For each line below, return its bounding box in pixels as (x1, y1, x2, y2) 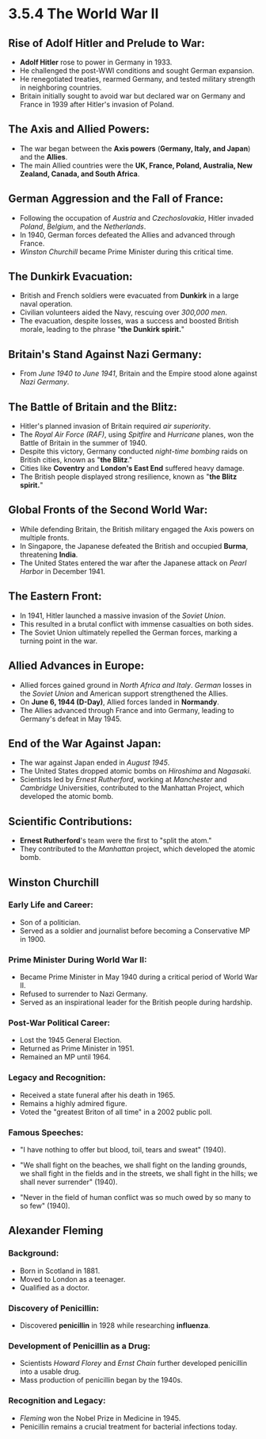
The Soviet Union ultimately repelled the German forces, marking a (19, 627, 237, 637)
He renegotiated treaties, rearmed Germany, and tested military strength (19, 75, 256, 83)
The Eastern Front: (8, 589, 102, 604)
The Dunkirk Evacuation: (8, 270, 133, 284)
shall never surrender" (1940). (19, 1177, 118, 1186)
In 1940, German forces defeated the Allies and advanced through (19, 230, 235, 239)
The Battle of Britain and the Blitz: (8, 400, 177, 414)
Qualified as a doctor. (19, 1283, 89, 1292)
